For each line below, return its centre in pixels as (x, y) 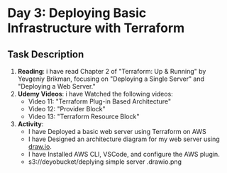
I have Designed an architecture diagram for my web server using (124, 139)
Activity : (31, 124)
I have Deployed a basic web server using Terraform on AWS (117, 132)
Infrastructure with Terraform (96, 28)
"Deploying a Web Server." (56, 86)
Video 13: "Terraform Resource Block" (84, 116)
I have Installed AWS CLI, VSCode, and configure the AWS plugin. (124, 154)
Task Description (46, 54)
